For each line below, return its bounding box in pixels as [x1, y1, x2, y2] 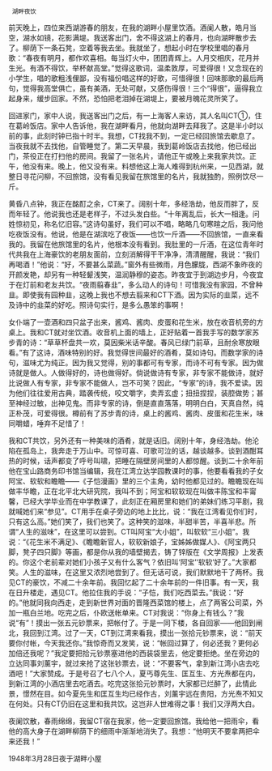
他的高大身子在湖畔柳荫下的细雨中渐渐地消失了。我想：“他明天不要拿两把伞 [8, 726, 261, 735]
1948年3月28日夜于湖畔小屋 [8, 754, 102, 763]
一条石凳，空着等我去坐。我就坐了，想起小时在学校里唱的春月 [43, 43, 249, 53]
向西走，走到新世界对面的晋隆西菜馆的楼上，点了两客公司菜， [50, 598, 257, 607]
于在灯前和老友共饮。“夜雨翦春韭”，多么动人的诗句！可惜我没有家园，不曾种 [8, 280, 263, 289]
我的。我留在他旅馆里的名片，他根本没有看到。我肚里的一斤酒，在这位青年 [8, 240, 257, 249]
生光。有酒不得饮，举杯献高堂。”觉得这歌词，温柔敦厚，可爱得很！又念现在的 [8, 63, 264, 73]
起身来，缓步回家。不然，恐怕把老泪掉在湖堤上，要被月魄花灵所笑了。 [8, 94, 243, 103]
